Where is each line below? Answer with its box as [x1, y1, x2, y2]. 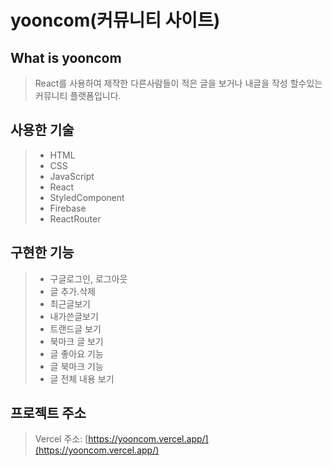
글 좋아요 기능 [49, 347, 104, 360]
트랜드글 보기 [49, 322, 102, 335]
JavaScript [49, 170, 95, 182]
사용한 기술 [10, 122, 75, 139]
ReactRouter [49, 212, 102, 225]
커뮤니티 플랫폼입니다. [34, 90, 122, 101]
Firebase [49, 202, 87, 214]
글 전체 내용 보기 [49, 372, 115, 385]
